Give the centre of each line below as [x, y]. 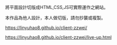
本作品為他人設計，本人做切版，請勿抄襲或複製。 [55, 18]
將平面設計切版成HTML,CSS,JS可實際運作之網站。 [57, 7]
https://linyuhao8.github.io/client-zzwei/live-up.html [58, 37]
